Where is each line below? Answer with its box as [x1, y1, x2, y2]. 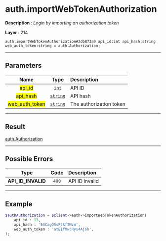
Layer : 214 [5, 29, 28, 35]
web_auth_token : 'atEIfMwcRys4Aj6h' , [14, 227, 94, 232]
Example [5, 199, 33, 208]
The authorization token [70, 100, 126, 107]
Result [5, 123, 26, 131]
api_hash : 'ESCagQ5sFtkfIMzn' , [14, 222, 81, 227]
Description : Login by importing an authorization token [5, 20, 119, 26]
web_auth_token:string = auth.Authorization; [5, 43, 100, 48]
